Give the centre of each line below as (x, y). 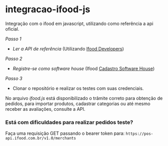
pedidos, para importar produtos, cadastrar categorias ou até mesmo (78, 104)
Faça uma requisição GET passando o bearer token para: (65, 133)
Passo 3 (14, 78)
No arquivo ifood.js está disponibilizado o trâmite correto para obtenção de (84, 98)
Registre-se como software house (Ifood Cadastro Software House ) (83, 68)
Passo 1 (13, 39)
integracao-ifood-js (48, 9)
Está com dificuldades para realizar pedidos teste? (69, 122)
